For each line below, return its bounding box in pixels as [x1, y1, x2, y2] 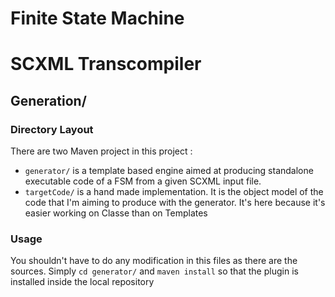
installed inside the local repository [10, 276, 155, 288]
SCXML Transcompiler [10, 53, 202, 76]
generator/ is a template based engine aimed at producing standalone [24, 165, 314, 177]
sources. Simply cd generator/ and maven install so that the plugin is [10, 265, 299, 277]
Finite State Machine [10, 7, 185, 30]
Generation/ [10, 92, 87, 109]
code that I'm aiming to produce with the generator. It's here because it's [24, 197, 326, 209]
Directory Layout [10, 122, 94, 136]
